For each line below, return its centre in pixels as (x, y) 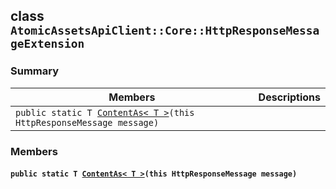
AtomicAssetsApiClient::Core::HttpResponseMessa (165, 31)
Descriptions (289, 97)
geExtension (47, 44)
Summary (35, 71)
